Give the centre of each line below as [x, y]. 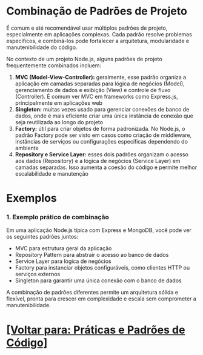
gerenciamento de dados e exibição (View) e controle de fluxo [93, 90]
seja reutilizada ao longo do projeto [59, 122]
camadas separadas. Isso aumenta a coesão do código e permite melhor [106, 167]
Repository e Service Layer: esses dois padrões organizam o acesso [102, 154]
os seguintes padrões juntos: [42, 237]
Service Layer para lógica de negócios [63, 261]
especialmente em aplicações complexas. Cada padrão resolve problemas [99, 34]
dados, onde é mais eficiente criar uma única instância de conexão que [104, 116]
